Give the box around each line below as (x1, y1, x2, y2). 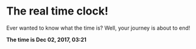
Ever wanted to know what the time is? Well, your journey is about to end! (6, 24, 191, 31)
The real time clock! (6, 4, 108, 18)
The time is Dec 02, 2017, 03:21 (6, 36, 87, 43)
